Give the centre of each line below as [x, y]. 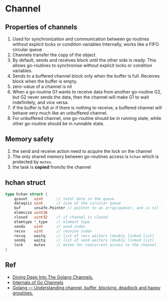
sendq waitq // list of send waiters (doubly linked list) [84, 240]
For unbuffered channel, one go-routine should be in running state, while [87, 118]
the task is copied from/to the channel [51, 167]
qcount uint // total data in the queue [64, 199]
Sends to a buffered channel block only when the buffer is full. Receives [86, 76]
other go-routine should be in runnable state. [58, 123]
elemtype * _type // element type [52, 222]
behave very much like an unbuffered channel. [60, 113]
